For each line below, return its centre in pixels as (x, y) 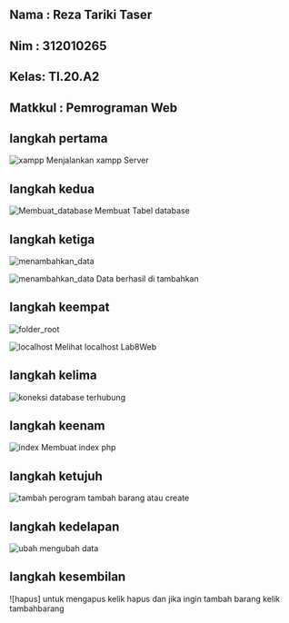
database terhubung (87, 397)
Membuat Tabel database (142, 211)
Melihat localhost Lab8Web (105, 346)
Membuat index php (78, 448)
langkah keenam (57, 426)
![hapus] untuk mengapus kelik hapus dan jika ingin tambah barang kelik (144, 598)
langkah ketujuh (56, 476)
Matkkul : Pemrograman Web (94, 108)
